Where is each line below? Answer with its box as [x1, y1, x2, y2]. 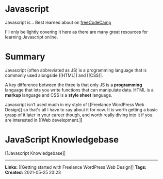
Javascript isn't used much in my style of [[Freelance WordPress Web [5, 101, 145, 107]
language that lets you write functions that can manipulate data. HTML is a [5, 87, 154, 93]
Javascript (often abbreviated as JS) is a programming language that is [5, 67, 147, 73]
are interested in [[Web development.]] [5, 117, 82, 123]
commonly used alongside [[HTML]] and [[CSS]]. [5, 72, 103, 78]
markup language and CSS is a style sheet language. [5, 92, 113, 98]
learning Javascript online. [5, 34, 58, 40]
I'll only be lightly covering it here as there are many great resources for [5, 29, 148, 35]
